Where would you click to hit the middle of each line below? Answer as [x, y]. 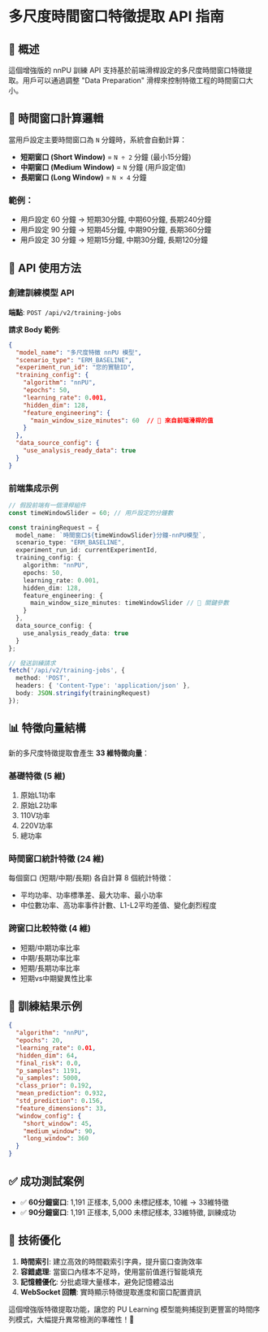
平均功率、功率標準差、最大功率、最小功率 [91, 895]
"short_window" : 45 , [58, 1123]
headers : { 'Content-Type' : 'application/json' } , [103, 686]
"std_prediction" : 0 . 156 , [60, 1101]
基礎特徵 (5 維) [37, 776]
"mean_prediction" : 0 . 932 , [61, 1093]
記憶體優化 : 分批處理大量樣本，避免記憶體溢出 [97, 1282]
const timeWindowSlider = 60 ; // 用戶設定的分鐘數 [91, 512]
